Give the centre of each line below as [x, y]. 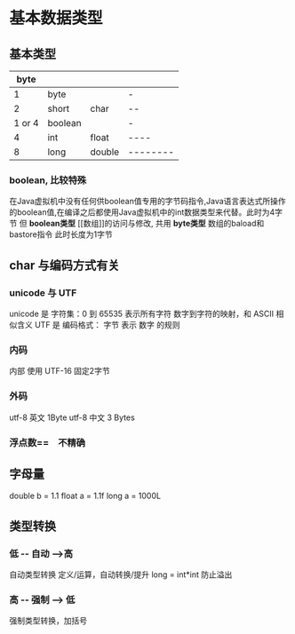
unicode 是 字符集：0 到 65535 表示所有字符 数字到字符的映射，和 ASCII [142, 313]
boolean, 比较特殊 [48, 180]
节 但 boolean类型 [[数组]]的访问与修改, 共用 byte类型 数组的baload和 [137, 224]
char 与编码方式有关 [64, 265]
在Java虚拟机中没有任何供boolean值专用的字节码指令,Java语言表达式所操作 [147, 202]
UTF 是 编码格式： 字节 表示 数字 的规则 [107, 324]
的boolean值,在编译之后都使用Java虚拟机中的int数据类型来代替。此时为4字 [146, 212]
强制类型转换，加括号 [48, 621]
